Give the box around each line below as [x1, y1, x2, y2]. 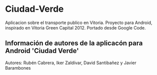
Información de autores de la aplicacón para [5, 39, 143, 48]
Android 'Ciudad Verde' [5, 47, 79, 55]
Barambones [5, 65, 31, 71]
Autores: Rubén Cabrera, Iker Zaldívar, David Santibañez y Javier [5, 60, 137, 66]
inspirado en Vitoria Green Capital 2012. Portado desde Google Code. [5, 25, 146, 30]
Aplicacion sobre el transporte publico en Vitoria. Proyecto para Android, [5, 20, 153, 25]
